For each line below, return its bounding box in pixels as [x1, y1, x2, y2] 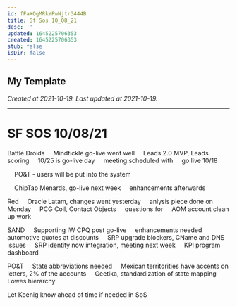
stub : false [7, 43, 42, 50]
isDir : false [7, 50, 46, 57]
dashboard [7, 248, 39, 257]
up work [7, 212, 32, 220]
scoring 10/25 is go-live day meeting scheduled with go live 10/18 [7, 156, 218, 165]
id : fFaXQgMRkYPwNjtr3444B [7, 10, 87, 18]
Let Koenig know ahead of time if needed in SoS [7, 290, 147, 299]
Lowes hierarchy [7, 276, 56, 285]
